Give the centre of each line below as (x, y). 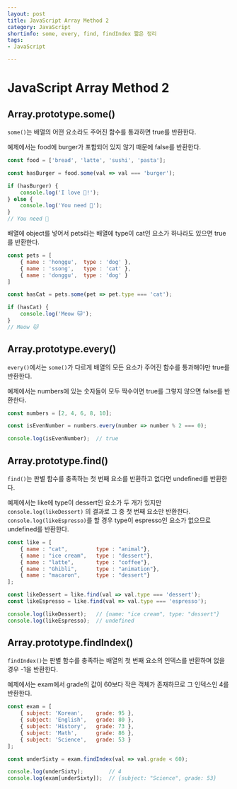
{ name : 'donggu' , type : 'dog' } (74, 275)
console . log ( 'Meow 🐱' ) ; (56, 314)
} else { (20, 199)
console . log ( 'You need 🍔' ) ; (61, 206)
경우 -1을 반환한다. (33, 669)
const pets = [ (30, 255)
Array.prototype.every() (62, 349)
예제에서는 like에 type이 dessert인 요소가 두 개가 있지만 (85, 502)
